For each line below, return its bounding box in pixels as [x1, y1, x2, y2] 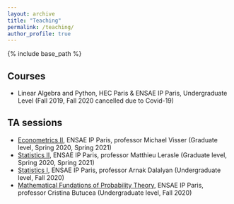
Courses [7, 70, 46, 82]
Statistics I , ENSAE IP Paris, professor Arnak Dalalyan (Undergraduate [17, 166, 221, 174]
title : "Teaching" [7, 17, 62, 24]
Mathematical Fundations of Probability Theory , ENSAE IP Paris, [17, 181, 204, 189]
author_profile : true [7, 30, 71, 38]
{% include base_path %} [7, 50, 82, 58]
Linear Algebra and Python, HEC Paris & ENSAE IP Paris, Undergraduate [17, 89, 228, 98]
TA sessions [7, 117, 63, 129]
